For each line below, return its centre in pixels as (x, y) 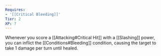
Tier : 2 (13, 19)
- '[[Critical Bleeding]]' (33, 14)
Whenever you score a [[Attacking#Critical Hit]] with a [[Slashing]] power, (80, 38)
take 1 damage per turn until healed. (41, 48)
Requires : (15, 10)
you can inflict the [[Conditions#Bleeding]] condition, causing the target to (81, 43)
